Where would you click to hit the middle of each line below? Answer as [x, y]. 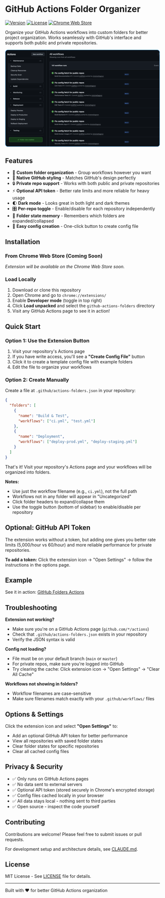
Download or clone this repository [46, 290]
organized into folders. [28, 472]
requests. [15, 839]
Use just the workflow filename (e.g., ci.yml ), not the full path [75, 491]
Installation [23, 242]
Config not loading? [26, 649]
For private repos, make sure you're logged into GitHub [68, 664]
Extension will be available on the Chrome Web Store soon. [65, 266]
